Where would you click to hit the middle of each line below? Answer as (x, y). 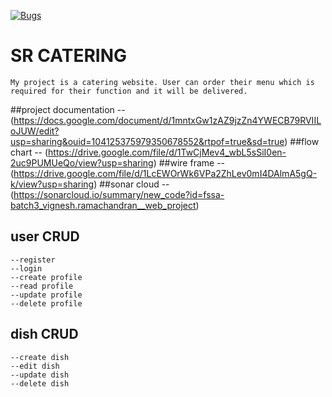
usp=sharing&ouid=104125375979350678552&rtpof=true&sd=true (147, 141)
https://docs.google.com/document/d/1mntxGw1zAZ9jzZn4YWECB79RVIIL (167, 120)
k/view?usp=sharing (52, 184)
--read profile (42, 286)
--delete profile (46, 303)
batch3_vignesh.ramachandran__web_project (103, 205)
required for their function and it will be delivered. (129, 91)
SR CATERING (69, 56)
